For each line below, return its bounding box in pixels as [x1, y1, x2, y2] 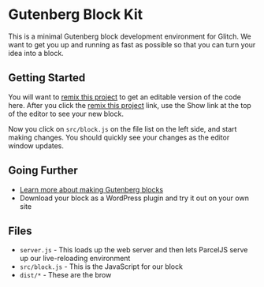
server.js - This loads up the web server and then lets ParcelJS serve [19, 245, 248, 255]
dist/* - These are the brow [19, 270, 112, 280]
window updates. [8, 140, 65, 151]
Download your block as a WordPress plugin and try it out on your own [19, 193, 250, 203]
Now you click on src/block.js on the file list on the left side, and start [8, 124, 237, 133]
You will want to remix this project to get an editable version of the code [8, 92, 242, 102]
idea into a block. [8, 48, 65, 58]
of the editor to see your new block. [8, 109, 125, 118]
